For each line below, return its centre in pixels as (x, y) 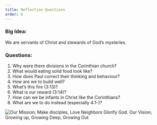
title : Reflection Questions (35, 10)
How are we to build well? (39, 82)
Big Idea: (16, 32)
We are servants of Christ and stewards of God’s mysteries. (66, 42)
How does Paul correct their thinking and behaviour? (66, 77)
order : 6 (14, 14)
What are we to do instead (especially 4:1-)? (57, 103)
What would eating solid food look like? (52, 71)
